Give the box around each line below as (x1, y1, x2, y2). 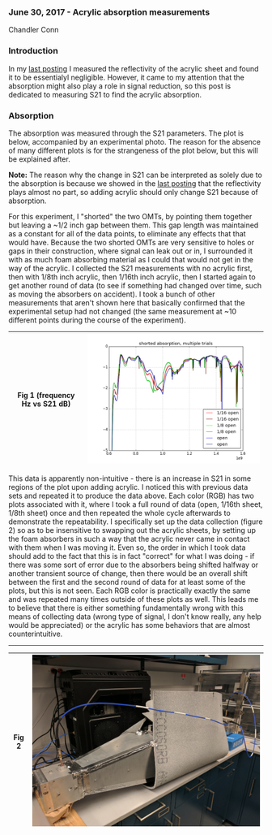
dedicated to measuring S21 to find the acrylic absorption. (8, 89, 202, 99)
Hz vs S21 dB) (21, 399, 71, 409)
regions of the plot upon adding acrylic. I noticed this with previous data (8, 482, 249, 491)
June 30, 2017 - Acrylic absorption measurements (8, 6, 210, 18)
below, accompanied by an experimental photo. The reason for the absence (8, 136, 261, 146)
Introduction (8, 45, 58, 57)
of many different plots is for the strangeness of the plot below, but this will (8, 145, 259, 155)
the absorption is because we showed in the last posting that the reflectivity (8, 178, 261, 188)
